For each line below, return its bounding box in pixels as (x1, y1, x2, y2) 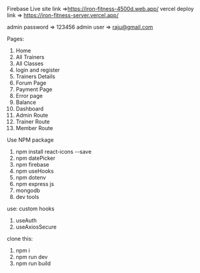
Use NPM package (7, 136, 54, 143)
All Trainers (15, 54, 45, 60)
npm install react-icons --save (15, 148, 92, 155)
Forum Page (15, 79, 47, 86)
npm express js (15, 181, 54, 187)
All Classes (15, 60, 44, 67)
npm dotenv (15, 174, 46, 181)
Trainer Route (15, 118, 50, 125)
